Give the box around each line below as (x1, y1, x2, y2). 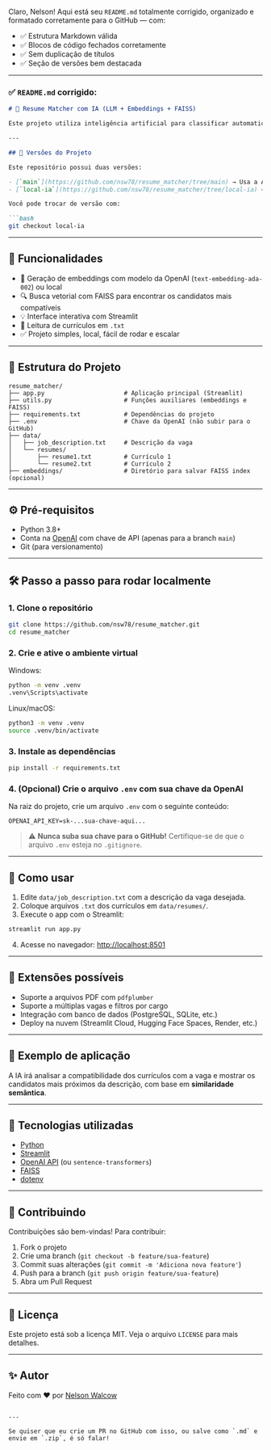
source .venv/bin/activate (8, 727, 99, 735)
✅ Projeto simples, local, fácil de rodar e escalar (19, 329, 180, 339)
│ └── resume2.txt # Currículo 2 (8, 460, 172, 468)
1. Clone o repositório (8, 602, 94, 613)
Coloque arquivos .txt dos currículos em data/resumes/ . (19, 901, 208, 910)
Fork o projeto (19, 1242, 67, 1252)
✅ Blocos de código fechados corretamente (19, 40, 167, 49)
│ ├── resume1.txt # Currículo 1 (8, 453, 172, 461)
